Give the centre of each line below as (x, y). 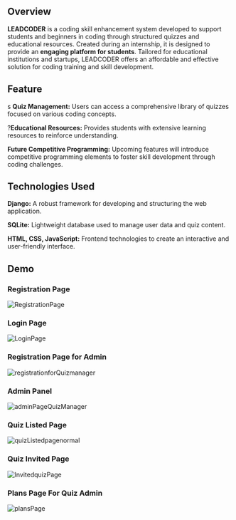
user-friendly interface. (42, 246)
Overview (29, 12)
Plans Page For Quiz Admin (55, 493)
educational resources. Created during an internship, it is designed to (109, 44)
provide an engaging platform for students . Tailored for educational (107, 51)
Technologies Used (51, 187)
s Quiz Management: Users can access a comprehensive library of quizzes (118, 106)
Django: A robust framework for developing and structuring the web (107, 204)
